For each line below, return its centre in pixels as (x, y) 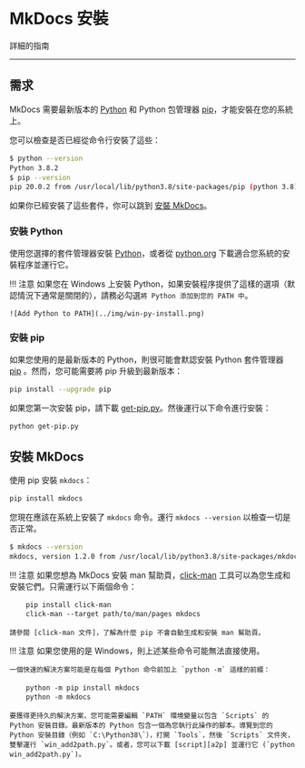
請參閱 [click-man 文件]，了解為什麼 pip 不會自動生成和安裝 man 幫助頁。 (138, 633)
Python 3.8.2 (34, 168)
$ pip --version (40, 177)
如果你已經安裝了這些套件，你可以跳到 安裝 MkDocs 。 (111, 206)
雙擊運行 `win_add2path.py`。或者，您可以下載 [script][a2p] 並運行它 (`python (152, 745)
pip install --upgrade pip (60, 389)
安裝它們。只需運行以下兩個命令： (73, 587)
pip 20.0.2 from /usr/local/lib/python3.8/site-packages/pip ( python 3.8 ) (154, 187)
